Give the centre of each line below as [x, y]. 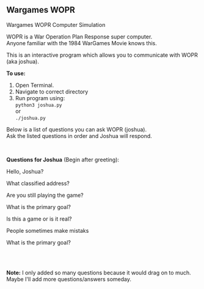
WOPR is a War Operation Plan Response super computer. [79, 37]
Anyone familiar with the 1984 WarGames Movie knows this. [82, 43]
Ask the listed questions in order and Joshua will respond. [79, 136]
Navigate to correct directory [52, 92]
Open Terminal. [35, 85]
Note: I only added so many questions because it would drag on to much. [99, 273]
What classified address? [38, 183]
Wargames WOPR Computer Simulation [56, 24]
